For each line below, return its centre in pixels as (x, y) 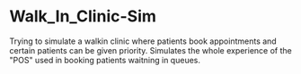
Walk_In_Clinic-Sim (83, 16)
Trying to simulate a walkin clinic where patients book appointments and (143, 41)
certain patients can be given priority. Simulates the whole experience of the (150, 50)
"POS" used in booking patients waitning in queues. (105, 60)
